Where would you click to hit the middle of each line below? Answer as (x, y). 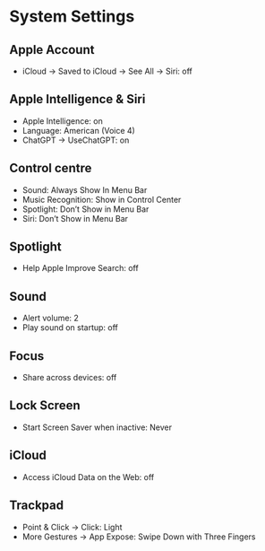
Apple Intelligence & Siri (77, 99)
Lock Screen (45, 406)
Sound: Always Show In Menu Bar (85, 189)
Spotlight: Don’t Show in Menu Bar (85, 209)
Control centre (51, 168)
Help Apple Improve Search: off (80, 268)
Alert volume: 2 (50, 318)
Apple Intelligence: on (62, 121)
